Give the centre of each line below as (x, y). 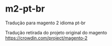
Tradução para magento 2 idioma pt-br (45, 23)
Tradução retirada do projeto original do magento (56, 32)
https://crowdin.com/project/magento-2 (46, 38)
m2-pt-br (25, 9)
